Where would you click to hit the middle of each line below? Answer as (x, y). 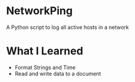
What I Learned (45, 51)
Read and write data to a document (58, 73)
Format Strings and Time (45, 67)
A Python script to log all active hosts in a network (67, 27)
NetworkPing (40, 11)
